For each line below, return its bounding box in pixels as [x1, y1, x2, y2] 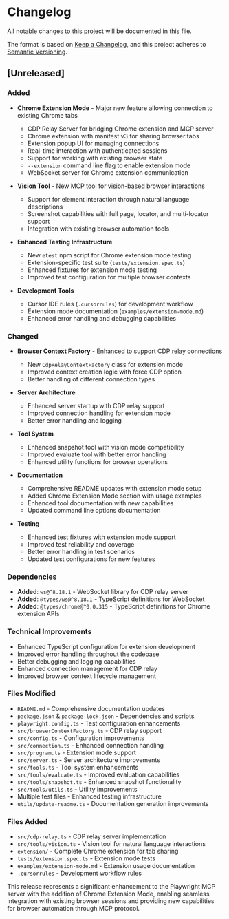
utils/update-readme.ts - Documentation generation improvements [17, 799, 209, 807]
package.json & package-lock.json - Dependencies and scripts [17, 712, 195, 720]
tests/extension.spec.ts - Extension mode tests [17, 854, 156, 863]
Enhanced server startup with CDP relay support [27, 401, 165, 410]
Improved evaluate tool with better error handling [27, 450, 166, 458]
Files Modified [7, 689, 56, 699]
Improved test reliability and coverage [27, 540, 135, 548]
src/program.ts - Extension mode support [17, 748, 136, 757]
